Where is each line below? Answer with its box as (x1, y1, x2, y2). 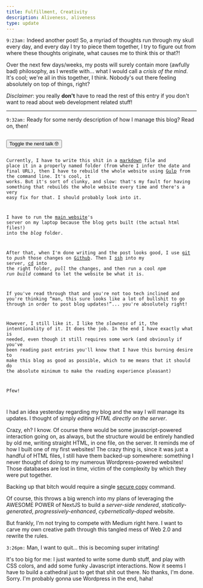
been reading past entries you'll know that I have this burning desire (6, 347, 193, 353)
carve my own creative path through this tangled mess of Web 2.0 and (6, 526, 182, 533)
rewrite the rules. (6, 532, 49, 540)
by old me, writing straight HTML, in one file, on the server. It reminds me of (6, 439, 195, 446)
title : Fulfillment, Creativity (6, 8, 88, 15)
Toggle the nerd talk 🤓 (9, 140, 59, 147)
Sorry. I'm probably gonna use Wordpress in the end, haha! (6, 575, 153, 583)
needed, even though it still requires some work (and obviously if (6, 336, 182, 342)
